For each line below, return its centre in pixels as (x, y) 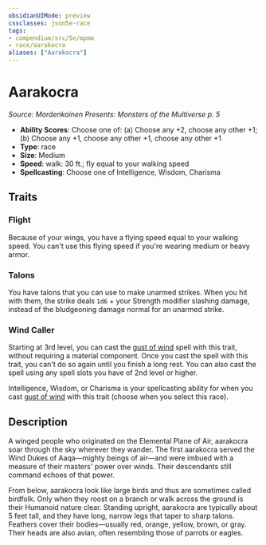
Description (38, 422)
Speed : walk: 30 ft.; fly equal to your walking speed (104, 164)
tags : (17, 30)
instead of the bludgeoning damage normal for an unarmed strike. (116, 309)
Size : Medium (43, 155)
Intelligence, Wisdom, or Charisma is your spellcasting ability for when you (131, 389)
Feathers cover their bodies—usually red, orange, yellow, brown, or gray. (127, 524)
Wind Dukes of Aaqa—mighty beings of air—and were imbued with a (121, 458)
